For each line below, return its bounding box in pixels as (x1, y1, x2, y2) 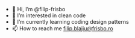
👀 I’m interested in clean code (11, 12, 86, 19)
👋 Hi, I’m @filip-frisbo (11, 6, 66, 12)
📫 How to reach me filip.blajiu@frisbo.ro (11, 25, 113, 32)
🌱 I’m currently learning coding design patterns (11, 18, 130, 25)
